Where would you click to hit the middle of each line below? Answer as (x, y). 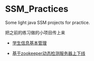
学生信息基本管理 (29, 43)
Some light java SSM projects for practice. (47, 22)
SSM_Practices (37, 9)
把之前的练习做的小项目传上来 (35, 32)
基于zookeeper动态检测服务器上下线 (49, 53)
